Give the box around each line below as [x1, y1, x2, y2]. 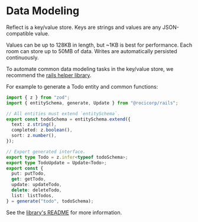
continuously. [6, 54, 39, 61]
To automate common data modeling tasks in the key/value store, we [6, 65, 174, 72]
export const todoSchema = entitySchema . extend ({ [6, 116, 131, 122]
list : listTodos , [11, 192, 54, 198]
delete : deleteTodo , [11, 187, 62, 193]
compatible [6, 30, 34, 37]
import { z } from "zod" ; [6, 94, 70, 100]
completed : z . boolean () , [11, 127, 73, 133]
